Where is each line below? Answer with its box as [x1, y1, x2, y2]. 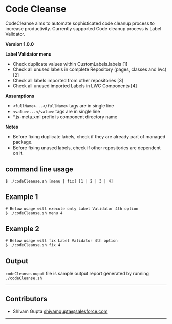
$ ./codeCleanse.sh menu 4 [5, 210, 63, 216]
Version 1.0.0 [5, 41, 34, 47]
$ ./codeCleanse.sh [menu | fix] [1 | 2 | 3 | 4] [5, 178, 114, 184]
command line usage [5, 165, 73, 174]
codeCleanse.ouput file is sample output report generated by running [5, 271, 149, 277]
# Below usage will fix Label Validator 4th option [5, 238, 118, 243]
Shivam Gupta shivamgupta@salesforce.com [12, 308, 108, 314]
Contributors [5, 294, 48, 303]
